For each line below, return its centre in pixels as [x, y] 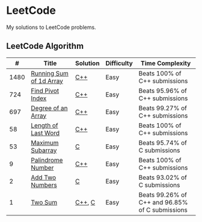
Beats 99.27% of [163, 108]
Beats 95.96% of [163, 90]
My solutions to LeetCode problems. [51, 27]
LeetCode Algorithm [45, 46]
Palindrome [47, 160]
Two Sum [44, 202]
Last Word [45, 133]
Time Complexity [166, 63]
